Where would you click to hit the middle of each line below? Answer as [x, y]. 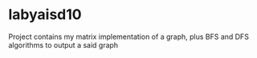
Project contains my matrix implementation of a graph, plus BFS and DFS [128, 37]
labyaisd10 [45, 15]
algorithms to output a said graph [63, 44]
